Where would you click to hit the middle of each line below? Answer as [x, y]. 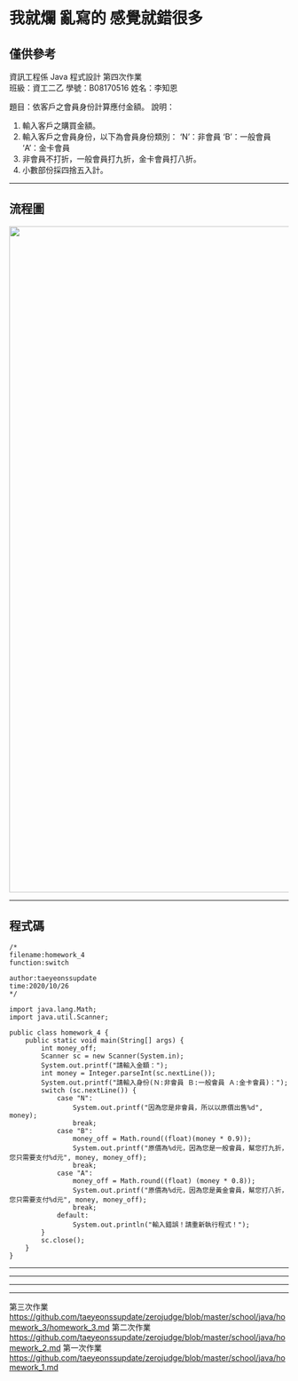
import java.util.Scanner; [59, 1017]
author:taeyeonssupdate [53, 978]
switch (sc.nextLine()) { [89, 1090]
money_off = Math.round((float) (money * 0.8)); [164, 1181]
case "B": [74, 1131]
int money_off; [69, 1048]
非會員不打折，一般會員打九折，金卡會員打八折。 [111, 159]
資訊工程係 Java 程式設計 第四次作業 [76, 77]
